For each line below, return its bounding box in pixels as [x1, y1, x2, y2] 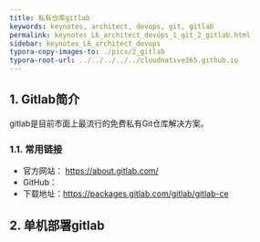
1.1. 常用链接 [9, 142, 63, 155]
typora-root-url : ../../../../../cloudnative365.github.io [9, 56, 239, 65]
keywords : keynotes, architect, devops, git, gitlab [9, 22, 214, 31]
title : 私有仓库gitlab [9, 13, 90, 23]
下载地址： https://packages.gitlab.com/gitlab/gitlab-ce [22, 188, 230, 199]
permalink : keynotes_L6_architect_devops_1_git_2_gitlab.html [9, 30, 251, 39]
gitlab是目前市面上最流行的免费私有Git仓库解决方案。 [9, 118, 209, 129]
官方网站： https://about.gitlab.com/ [22, 165, 160, 176]
